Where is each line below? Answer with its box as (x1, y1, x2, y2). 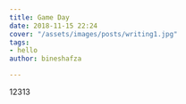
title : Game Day (9, 12, 70, 22)
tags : (9, 37, 30, 47)
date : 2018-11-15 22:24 (9, 21, 98, 30)
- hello (9, 46, 38, 55)
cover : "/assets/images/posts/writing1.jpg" (9, 29, 178, 38)
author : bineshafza (9, 54, 82, 63)
